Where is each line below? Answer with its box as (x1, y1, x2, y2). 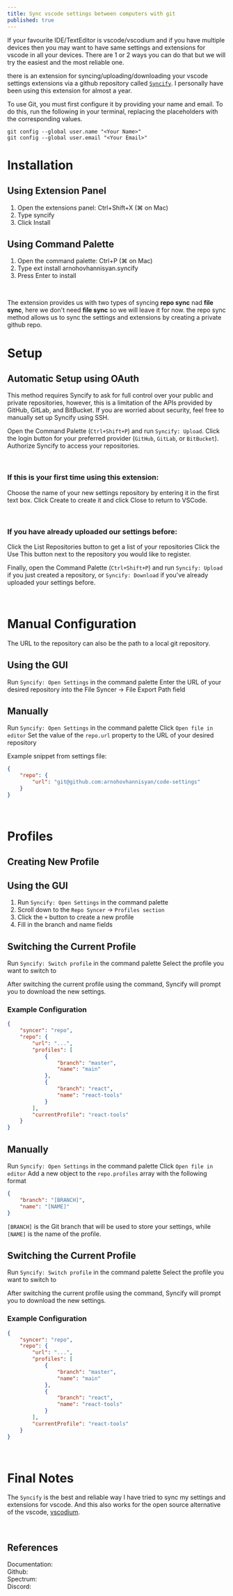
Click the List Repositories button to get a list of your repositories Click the (7, 542, 220, 551)
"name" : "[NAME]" (19, 1203, 70, 1210)
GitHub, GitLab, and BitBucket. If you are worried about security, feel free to (7, 406, 225, 414)
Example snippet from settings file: (7, 752, 107, 760)
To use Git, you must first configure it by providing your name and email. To (7, 100, 223, 108)
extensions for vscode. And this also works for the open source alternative (7, 1501, 221, 1509)
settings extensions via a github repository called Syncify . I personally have (7, 79, 224, 87)
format (7, 1177, 26, 1185)
